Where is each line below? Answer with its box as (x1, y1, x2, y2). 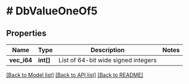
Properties (6, 28, 47, 38)
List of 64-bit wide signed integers (59, 56, 157, 64)
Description (90, 46, 125, 54)
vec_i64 (9, 56, 33, 64)
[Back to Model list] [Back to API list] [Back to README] (6, 71, 144, 79)
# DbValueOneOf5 (6, 4, 97, 18)
